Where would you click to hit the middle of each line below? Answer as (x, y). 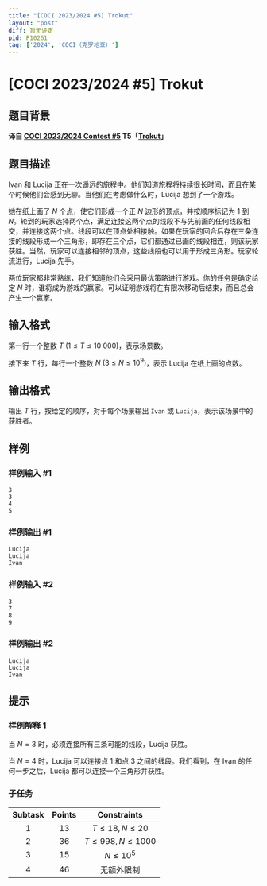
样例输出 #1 (30, 532)
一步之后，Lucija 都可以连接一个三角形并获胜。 (92, 771)
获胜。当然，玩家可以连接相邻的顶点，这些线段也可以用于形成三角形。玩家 (130, 250)
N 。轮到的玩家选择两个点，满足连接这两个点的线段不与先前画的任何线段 (126, 221)
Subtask (28, 814)
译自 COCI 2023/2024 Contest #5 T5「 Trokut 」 (88, 137)
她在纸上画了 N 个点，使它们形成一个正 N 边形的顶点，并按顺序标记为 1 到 (129, 211)
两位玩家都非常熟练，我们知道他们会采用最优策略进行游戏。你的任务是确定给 (133, 277)
